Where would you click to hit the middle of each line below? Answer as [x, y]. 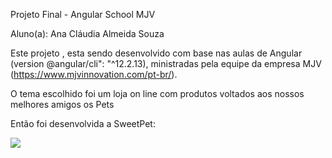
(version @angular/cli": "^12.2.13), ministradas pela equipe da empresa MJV [166, 63]
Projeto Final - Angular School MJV [83, 14]
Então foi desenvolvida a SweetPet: [83, 123]
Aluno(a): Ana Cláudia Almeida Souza [87, 33]
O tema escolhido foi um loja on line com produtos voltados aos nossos [157, 93]
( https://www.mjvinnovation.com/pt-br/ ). [94, 74]
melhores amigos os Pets [62, 104]
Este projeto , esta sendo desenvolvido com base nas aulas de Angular [156, 53]
